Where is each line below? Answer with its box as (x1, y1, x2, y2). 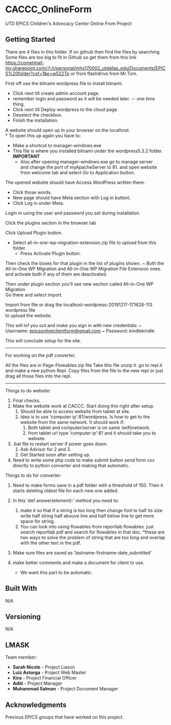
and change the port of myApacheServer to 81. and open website (20, 164, 157, 170)
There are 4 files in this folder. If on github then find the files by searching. (5, 48, 161, 55)
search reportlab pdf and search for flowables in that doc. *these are (20, 529, 165, 535)
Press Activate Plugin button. (20, 250, 81, 256)
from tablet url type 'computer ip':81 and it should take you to (27, 429, 156, 436)
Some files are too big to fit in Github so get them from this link (5, 54, 137, 60)
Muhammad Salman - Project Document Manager (12, 686, 119, 692)
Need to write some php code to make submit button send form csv (12, 457, 155, 463)
